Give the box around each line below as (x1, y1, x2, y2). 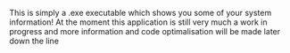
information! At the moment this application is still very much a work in (9, 17, 268, 27)
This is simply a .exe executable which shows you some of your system (9, 8, 272, 18)
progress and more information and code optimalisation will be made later (9, 26, 281, 36)
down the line (9, 35, 60, 46)
